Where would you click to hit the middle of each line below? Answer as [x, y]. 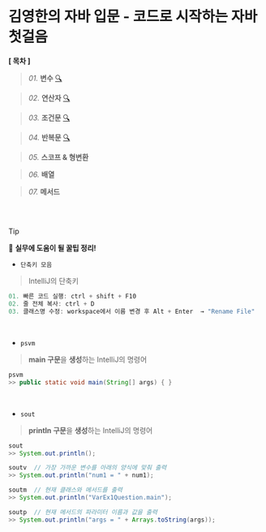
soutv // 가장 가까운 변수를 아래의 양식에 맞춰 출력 [88, 468]
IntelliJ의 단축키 [54, 281]
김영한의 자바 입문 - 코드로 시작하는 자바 [133, 17]
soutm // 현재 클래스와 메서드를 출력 [66, 490]
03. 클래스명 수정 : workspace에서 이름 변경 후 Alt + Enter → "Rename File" [132, 312]
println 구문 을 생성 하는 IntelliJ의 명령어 [90, 430]
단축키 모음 [36, 265]
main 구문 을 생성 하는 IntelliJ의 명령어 [88, 359]
